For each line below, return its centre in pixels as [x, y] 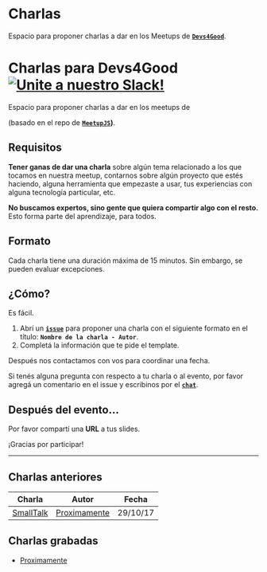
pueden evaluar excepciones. [56, 268]
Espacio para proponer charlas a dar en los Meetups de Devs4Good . [117, 36]
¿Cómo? [29, 294]
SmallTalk [30, 512]
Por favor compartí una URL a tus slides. [74, 429]
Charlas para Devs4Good [93, 68]
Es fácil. [21, 313]
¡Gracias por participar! [46, 445]
